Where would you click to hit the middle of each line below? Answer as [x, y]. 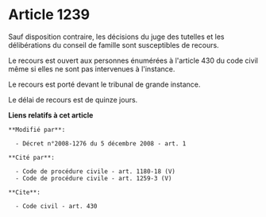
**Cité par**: [32, 157]
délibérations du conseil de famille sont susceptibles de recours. [114, 45]
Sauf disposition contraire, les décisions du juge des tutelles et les [116, 37]
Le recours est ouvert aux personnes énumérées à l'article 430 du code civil [133, 60]
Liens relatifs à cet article [51, 115]
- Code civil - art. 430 [56, 206]
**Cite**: [25, 192]
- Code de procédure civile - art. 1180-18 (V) [96, 171]
